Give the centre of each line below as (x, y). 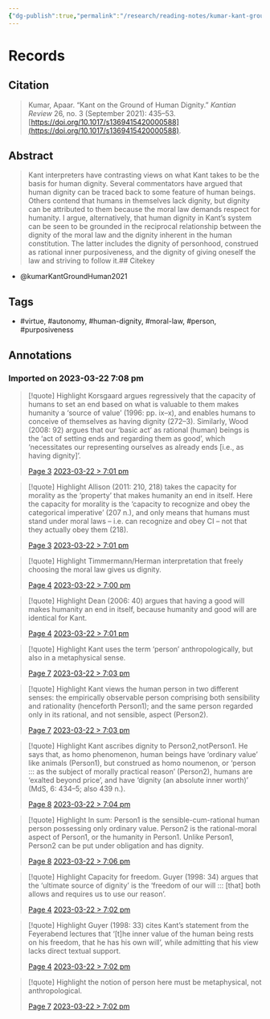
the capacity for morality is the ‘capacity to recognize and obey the (139, 504)
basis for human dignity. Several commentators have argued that (135, 184)
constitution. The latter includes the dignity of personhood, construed (143, 243)
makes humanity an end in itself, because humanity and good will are (142, 609)
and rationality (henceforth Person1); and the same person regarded (140, 705)
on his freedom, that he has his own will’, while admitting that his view (143, 942)
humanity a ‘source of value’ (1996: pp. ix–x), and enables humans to (141, 413)
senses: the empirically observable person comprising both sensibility (144, 697)
